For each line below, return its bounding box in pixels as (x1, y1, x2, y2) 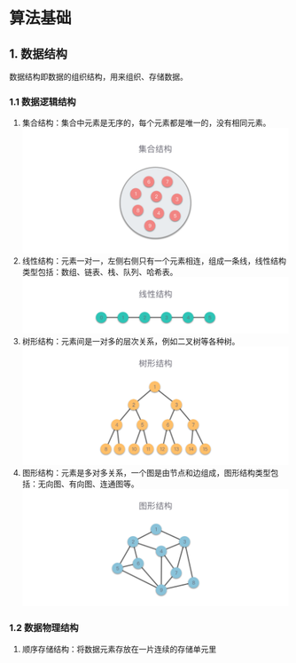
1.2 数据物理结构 (9, 622, 79, 635)
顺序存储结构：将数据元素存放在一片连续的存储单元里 (21, 643, 217, 654)
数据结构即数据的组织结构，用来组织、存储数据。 (9, 72, 188, 82)
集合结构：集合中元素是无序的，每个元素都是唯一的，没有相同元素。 (21, 117, 271, 129)
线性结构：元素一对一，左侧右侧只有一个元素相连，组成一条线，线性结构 (21, 255, 286, 266)
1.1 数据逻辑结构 (9, 95, 77, 107)
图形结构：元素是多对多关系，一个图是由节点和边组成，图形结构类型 (21, 467, 271, 478)
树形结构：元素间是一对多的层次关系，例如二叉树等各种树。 (21, 335, 240, 346)
